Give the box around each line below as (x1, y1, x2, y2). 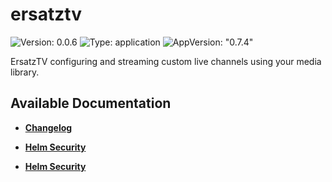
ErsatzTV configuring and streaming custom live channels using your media (10, 55, 322, 67)
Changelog (24, 121, 73, 133)
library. (10, 66, 40, 78)
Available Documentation (10, 95, 172, 112)
